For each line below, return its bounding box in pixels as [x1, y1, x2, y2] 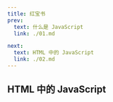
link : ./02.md [13, 56, 55, 63]
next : [7, 43, 23, 50]
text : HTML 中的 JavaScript [13, 49, 94, 56]
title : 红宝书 [7, 10, 46, 18]
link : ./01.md [13, 30, 55, 37]
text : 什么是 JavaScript [13, 23, 83, 30]
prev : [7, 17, 23, 24]
